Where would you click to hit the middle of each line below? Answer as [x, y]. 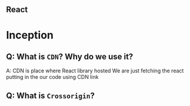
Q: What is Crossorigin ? [51, 96]
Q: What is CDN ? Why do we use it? [70, 56]
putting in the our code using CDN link [52, 77]
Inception [30, 35]
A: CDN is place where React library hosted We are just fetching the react [95, 71]
